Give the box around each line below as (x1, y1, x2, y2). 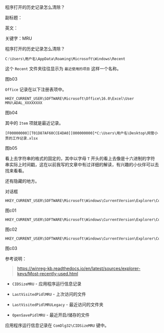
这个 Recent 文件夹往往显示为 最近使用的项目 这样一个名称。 (5, 66, 121, 71)
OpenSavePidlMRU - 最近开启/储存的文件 (12, 312, 90, 318)
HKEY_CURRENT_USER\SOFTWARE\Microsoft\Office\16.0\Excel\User (5, 96, 134, 101)
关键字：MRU (5, 36, 33, 41)
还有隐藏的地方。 (5, 178, 40, 184)
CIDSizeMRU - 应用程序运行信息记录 (12, 281, 82, 287)
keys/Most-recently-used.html (17, 271, 78, 276)
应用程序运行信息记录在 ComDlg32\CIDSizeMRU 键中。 (5, 322, 109, 328)
